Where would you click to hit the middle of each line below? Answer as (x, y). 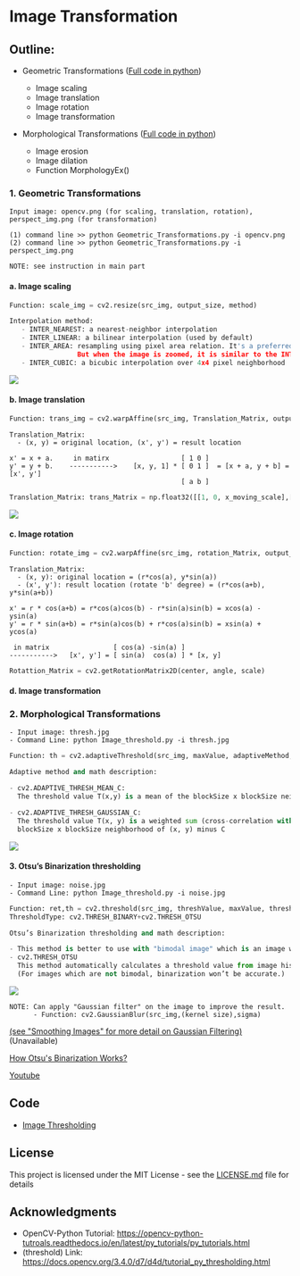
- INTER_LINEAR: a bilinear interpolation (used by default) (137, 338)
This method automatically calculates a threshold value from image (147, 966)
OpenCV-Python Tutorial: (68, 1233)
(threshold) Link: (52, 1253)
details (21, 1184)
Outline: (32, 50)
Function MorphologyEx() (82, 170)
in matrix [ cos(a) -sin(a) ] (99, 647)
